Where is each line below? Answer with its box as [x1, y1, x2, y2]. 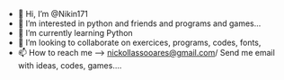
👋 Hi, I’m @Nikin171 [17, 9, 88, 19]
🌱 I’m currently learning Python [17, 28, 133, 38]
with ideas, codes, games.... [17, 60, 122, 71]
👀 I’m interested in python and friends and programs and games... [17, 18, 262, 29]
